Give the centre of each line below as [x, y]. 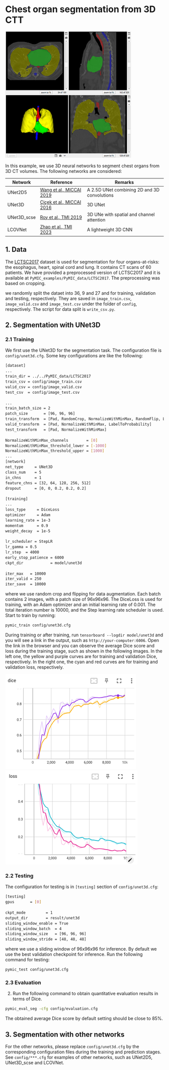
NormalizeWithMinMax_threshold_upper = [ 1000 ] [55, 451]
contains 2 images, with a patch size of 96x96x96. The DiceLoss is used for [84, 599]
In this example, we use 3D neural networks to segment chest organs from [82, 166]
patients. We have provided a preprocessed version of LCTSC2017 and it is [83, 272]
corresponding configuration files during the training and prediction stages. [83, 1052]
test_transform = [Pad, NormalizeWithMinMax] [56, 430]
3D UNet [96, 205]
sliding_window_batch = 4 [33, 928]
